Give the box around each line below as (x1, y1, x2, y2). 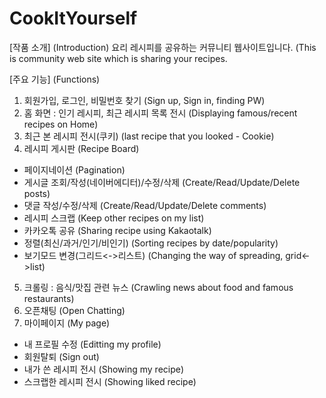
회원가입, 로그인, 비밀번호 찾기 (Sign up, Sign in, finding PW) (23, 94, 266, 106)
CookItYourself (9, 7, 138, 30)
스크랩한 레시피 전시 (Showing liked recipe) (23, 375, 197, 387)
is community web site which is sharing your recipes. (9, 52, 228, 64)
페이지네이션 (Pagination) (23, 163, 126, 176)
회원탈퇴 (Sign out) (23, 350, 100, 362)
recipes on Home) (23, 118, 99, 130)
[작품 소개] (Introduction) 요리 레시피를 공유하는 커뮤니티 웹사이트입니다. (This (9, 41, 317, 53)
